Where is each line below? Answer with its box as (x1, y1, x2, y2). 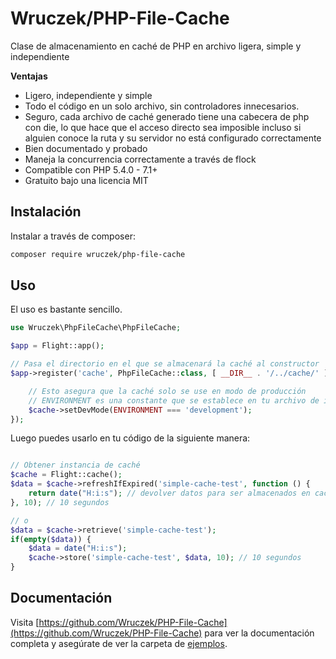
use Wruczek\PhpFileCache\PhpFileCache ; (10, 323, 182, 333)
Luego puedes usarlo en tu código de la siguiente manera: (10, 432, 251, 444)
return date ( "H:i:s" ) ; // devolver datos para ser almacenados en (28, 488, 311, 499)
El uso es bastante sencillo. (10, 303, 123, 316)
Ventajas (10, 70, 48, 82)
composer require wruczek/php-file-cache (10, 249, 186, 259)
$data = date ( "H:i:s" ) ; (28, 543, 128, 554)
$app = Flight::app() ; (10, 341, 105, 351)
